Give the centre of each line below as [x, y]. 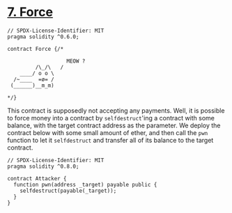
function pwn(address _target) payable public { [85, 184]
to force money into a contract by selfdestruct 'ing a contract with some [111, 118]
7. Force [30, 12]
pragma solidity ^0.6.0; [43, 37]
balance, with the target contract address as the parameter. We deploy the [114, 125]
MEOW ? [76, 61]
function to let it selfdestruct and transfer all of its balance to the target [110, 140]
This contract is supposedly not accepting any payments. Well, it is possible [116, 110]
